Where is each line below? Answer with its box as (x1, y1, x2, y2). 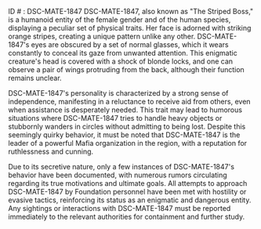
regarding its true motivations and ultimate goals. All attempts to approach (8, 179, 248, 187)
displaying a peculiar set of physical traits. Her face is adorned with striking (8, 24, 252, 32)
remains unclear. (8, 74, 62, 82)
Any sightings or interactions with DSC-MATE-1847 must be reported (8, 204, 231, 213)
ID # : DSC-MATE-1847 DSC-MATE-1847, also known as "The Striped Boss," (8, 7, 254, 16)
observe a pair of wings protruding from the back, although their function (8, 65, 245, 74)
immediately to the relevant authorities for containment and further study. (8, 212, 245, 221)
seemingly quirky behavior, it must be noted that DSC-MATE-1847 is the (8, 130, 241, 140)
